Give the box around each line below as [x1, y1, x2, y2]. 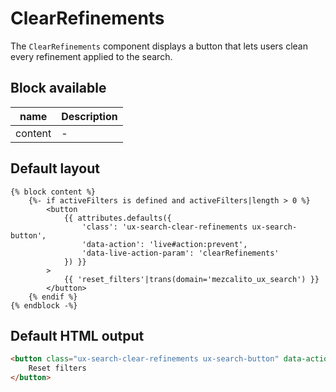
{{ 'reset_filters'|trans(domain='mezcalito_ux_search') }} [63, 274, 320, 284]
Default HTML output [10, 327, 145, 344]
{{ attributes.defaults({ [63, 213, 172, 223]
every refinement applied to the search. [10, 50, 173, 62]
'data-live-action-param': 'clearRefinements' [81, 248, 280, 258]
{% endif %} [28, 292, 78, 302]
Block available [10, 80, 107, 97]
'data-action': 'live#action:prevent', [81, 239, 248, 249]
